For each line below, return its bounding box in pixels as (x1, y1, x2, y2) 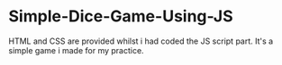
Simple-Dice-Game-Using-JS (8, 6, 233, 27)
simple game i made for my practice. (8, 45, 145, 55)
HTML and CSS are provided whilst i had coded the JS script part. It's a (8, 36, 274, 46)
